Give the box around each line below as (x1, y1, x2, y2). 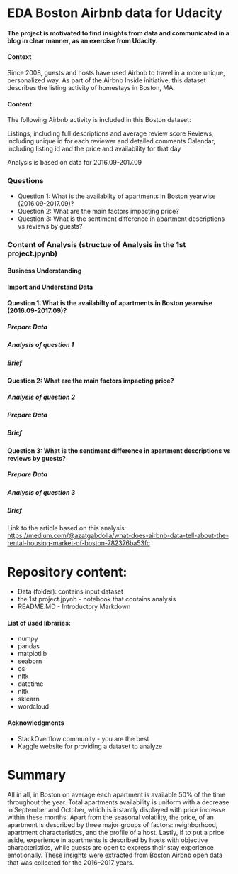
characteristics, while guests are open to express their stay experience (7, 843, 215, 851)
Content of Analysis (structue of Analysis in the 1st (7, 240, 186, 250)
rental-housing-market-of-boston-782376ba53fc (7, 539, 151, 547)
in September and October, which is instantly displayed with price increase (7, 805, 225, 814)
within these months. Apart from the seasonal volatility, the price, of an (7, 813, 214, 821)
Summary (7, 767, 66, 782)
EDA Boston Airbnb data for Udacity (7, 5, 223, 21)
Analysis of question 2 (7, 393, 76, 401)
